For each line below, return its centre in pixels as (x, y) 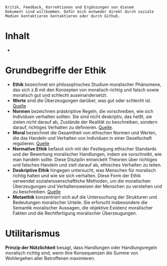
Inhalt (18, 36)
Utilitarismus (33, 233)
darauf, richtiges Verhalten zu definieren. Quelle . (63, 127)
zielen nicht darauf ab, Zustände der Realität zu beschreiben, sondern (85, 122)
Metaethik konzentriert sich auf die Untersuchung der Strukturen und (85, 197)
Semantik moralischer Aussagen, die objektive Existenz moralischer (83, 207)
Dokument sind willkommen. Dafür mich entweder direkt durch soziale (80, 12)
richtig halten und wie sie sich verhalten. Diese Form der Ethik (76, 175)
